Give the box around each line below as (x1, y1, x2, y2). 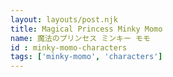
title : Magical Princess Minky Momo (10, 24, 163, 34)
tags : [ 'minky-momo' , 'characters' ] (10, 52, 163, 62)
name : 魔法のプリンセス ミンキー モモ (10, 33, 151, 43)
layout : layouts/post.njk (10, 14, 118, 25)
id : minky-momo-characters (10, 42, 128, 53)
